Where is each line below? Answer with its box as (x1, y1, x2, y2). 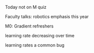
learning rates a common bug (5, 42, 65, 48)
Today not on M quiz (5, 4, 47, 10)
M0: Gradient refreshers (5, 23, 54, 29)
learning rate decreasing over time (5, 33, 75, 38)
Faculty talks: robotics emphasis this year (5, 14, 89, 19)
